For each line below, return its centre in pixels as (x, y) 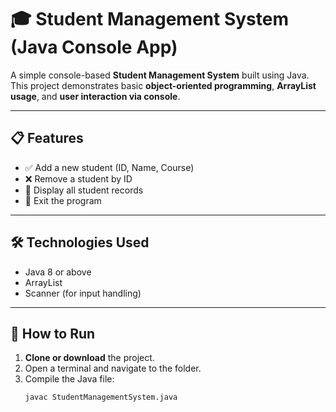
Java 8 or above (58, 272)
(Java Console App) (94, 47)
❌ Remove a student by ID (78, 178)
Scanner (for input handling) (83, 293)
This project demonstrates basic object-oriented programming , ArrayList (163, 85)
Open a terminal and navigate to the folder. (113, 368)
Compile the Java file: (69, 379)
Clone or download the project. (89, 358)
